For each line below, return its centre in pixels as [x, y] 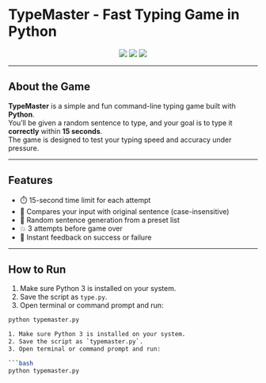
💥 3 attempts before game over [71, 228]
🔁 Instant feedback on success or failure [85, 237]
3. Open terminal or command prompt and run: [84, 349]
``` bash [21, 363]
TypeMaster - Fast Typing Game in [124, 15]
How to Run [37, 269]
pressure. [24, 147]
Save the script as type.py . [63, 297]
